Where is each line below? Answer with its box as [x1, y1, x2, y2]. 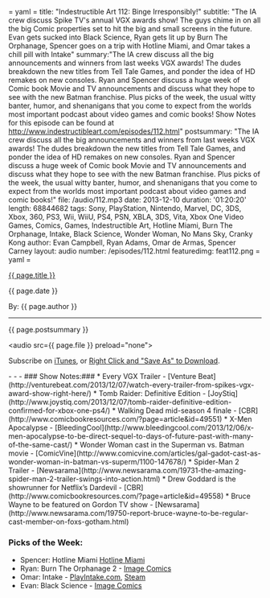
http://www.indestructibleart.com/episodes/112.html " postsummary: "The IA [8, 126, 260, 136]
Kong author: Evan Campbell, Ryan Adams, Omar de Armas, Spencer [8, 237, 236, 247]
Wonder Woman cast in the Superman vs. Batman [80, 440, 245, 449]
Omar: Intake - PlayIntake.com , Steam [19, 572, 146, 582]
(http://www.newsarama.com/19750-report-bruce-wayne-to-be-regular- [8, 509, 249, 518]
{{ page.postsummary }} [8, 325, 89, 334]
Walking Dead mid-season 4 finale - [117, 406, 237, 415]
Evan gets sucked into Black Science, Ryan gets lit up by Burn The [8, 32, 228, 42]
